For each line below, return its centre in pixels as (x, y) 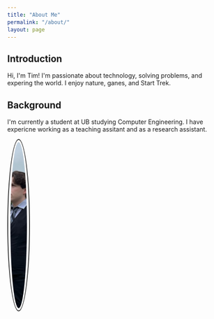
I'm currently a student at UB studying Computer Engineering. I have (105, 122)
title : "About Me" (34, 15)
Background (34, 105)
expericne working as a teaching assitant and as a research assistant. (107, 129)
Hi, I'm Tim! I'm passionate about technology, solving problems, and (105, 76)
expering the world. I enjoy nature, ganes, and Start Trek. (89, 83)
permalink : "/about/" (39, 22)
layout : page (26, 29)
